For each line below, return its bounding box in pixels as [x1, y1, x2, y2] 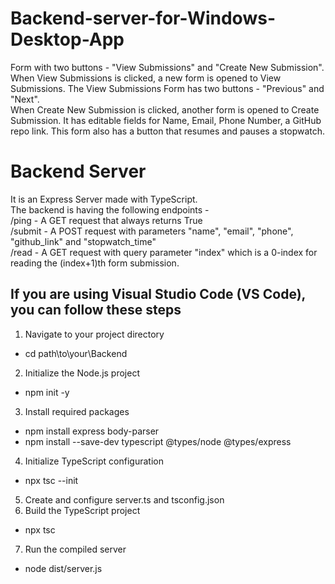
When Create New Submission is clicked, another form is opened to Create [10, 103, 320, 116]
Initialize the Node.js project [24, 367, 140, 379]
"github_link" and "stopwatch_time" [10, 235, 157, 247]
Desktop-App [10, 28, 125, 51]
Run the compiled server [24, 543, 127, 555]
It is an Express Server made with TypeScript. [10, 193, 198, 205]
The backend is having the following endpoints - [10, 203, 210, 216]
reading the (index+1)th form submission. [10, 257, 180, 269]
